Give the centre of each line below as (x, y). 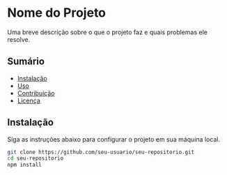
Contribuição (36, 93)
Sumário (26, 62)
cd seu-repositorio (36, 158)
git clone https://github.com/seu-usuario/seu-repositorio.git (101, 152)
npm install (24, 165)
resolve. (19, 39)
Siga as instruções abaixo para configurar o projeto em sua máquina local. (114, 139)
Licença (29, 100)
